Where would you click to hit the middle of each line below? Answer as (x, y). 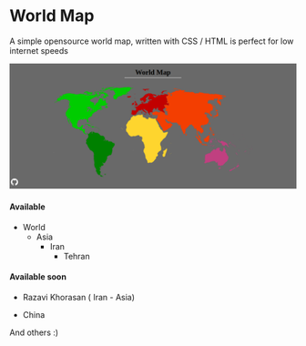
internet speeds (39, 50)
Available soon (38, 277)
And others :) (34, 332)
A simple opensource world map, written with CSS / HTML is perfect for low (152, 41)
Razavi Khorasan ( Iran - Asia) (78, 297)
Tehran (76, 256)
